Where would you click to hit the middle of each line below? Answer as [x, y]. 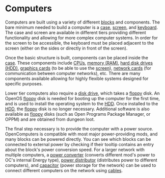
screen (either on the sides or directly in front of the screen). [66, 48]
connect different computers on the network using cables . [64, 170]
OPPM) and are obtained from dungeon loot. [50, 119]
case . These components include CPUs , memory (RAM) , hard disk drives [79, 63]
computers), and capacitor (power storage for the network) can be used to [81, 165]
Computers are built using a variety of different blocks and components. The [82, 22]
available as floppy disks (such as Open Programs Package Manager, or [78, 114]
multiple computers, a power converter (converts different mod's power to [80, 154]
